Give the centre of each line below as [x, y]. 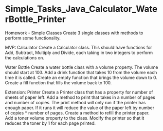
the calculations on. [25, 57]
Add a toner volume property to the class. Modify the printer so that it [75, 118]
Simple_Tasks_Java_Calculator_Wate [81, 9]
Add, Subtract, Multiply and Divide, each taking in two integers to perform [79, 53]
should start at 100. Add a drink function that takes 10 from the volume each [81, 72]
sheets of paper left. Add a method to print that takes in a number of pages [80, 97]
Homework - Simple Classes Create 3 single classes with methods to [74, 33]
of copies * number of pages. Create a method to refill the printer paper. [77, 112]
